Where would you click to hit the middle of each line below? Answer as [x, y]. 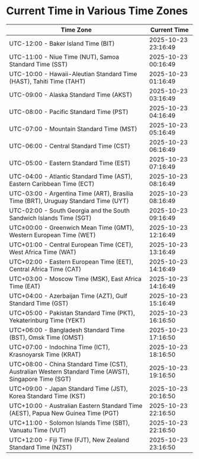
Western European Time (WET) [52, 235]
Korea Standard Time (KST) [47, 396]
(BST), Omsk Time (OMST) [46, 337]
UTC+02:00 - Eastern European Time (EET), [71, 261]
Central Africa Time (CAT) [45, 269]
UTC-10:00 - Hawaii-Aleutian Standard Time [73, 74]
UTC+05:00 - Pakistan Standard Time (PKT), [72, 313]
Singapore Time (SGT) [40, 379]
